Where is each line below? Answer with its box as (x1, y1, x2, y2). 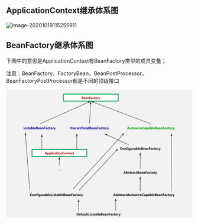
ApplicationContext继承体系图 (6, 5, 119, 16)
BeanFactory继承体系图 (6, 40, 93, 50)
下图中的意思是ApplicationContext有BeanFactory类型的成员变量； (6, 57, 167, 64)
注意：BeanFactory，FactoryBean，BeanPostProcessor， (6, 70, 148, 77)
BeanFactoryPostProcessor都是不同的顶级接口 (6, 77, 119, 84)
